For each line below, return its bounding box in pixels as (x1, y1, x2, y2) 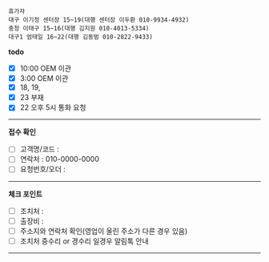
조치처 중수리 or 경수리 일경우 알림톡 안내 (19, 236, 150, 246)
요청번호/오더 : (19, 164, 66, 174)
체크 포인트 (8, 189, 42, 199)
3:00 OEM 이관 (19, 74, 69, 83)
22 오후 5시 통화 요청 (19, 103, 86, 112)
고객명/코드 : (19, 144, 60, 154)
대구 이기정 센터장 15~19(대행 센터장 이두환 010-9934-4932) (8, 16, 190, 24)
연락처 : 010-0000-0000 (19, 155, 100, 164)
